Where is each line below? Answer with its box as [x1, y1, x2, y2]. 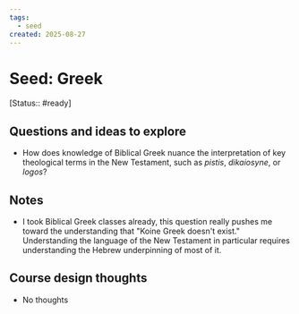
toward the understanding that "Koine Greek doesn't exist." [21, 225, 240, 236]
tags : [9, 13, 30, 22]
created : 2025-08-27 [9, 30, 87, 38]
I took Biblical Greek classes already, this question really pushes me [21, 216, 273, 226]
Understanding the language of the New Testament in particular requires [21, 234, 291, 246]
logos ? [21, 166, 47, 177]
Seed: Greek [9, 68, 103, 89]
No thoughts [21, 294, 69, 305]
